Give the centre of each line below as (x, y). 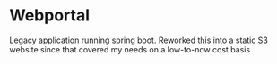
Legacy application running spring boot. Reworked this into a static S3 (139, 40)
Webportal (49, 16)
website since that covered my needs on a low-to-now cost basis (130, 49)
